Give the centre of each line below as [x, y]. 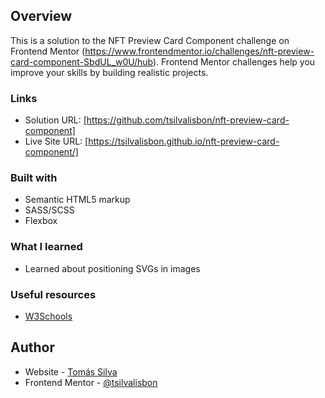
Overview [41, 16]
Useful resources [53, 294]
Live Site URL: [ [56, 141]
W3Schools [48, 316]
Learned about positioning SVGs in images [112, 268]
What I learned [46, 247]
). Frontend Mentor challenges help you [234, 61]
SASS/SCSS [49, 210]
